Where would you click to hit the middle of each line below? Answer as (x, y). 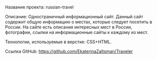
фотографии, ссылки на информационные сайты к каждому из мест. (77, 32)
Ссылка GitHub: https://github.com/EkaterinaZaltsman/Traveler (69, 51)
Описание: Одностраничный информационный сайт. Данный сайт (74, 16)
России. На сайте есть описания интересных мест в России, (69, 27)
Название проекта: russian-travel (39, 7)
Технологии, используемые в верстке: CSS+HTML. (58, 42)
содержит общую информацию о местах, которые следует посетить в (79, 22)
